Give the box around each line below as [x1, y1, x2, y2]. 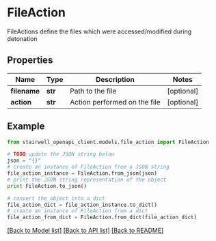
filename [10, 86, 40, 96]
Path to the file [70, 86, 117, 96]
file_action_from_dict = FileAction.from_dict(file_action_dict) [7, 214, 197, 221]
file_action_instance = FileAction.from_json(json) [7, 170, 157, 177]
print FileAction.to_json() [7, 182, 87, 189]
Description [95, 74, 135, 84]
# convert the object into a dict [7, 195, 106, 202]
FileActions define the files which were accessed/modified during [7, 27, 192, 36]
